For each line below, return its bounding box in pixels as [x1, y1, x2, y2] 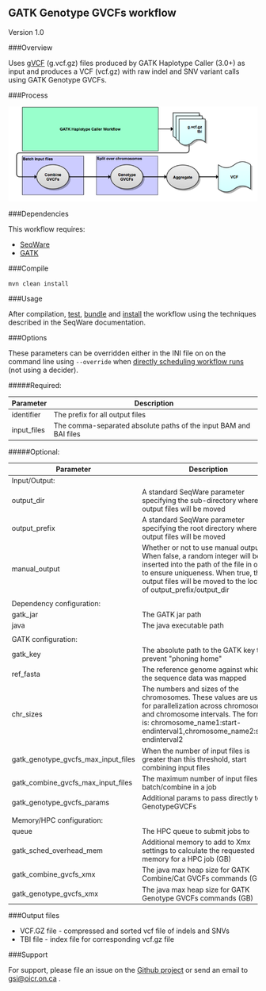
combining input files [142, 762, 211, 772]
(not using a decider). [8, 365, 79, 375]
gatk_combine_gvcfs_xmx [11, 869, 96, 879]
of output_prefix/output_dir [142, 585, 230, 594]
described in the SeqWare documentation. [8, 317, 146, 328]
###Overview [8, 43, 53, 52]
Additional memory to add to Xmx [142, 837, 251, 847]
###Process [8, 90, 48, 100]
